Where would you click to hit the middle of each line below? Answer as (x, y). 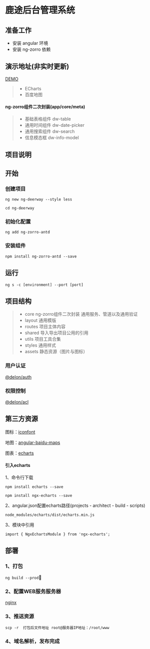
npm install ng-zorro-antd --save (41, 256)
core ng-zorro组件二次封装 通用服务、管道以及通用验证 (81, 314)
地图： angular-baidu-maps (33, 442)
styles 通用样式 (40, 345)
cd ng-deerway (20, 208)
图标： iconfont (20, 432)
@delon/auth (18, 377)
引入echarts (18, 465)
